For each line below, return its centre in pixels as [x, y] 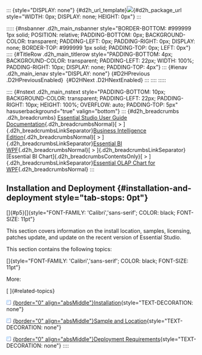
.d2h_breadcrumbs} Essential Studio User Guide [67, 118]
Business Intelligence [120, 130]
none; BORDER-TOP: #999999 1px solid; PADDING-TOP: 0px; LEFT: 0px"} [99, 48]
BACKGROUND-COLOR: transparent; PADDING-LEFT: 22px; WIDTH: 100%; [100, 60]
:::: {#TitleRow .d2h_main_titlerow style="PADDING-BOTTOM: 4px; [90, 54]
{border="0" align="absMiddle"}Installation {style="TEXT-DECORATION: [103, 302]
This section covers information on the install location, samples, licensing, [99, 230]
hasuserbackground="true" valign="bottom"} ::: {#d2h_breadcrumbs [93, 111]
